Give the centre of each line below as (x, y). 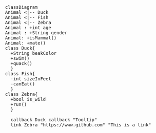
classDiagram (21, 7)
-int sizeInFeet (31, 79)
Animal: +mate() (25, 43)
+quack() (22, 63)
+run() (19, 104)
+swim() (20, 58)
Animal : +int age (28, 28)
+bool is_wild (28, 99)
